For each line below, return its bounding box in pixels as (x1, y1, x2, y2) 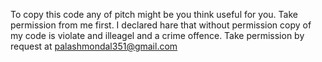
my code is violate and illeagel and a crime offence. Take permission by (10, 30, 305, 41)
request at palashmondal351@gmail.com (10, 40, 178, 52)
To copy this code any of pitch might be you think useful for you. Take (10, 9, 298, 20)
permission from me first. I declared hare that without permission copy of (10, 19, 312, 31)
